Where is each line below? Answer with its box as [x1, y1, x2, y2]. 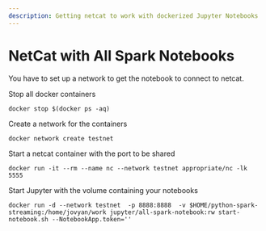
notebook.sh [8, 215, 49, 223]
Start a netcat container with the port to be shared [8, 149, 175, 158]
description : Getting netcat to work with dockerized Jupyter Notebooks [8, 11, 259, 20]
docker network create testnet [8, 134, 114, 142]
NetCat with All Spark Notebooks [8, 46, 234, 65]
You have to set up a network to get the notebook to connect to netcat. [8, 73, 244, 83]
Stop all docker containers [8, 89, 96, 99]
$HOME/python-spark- [188, 201, 259, 209]
